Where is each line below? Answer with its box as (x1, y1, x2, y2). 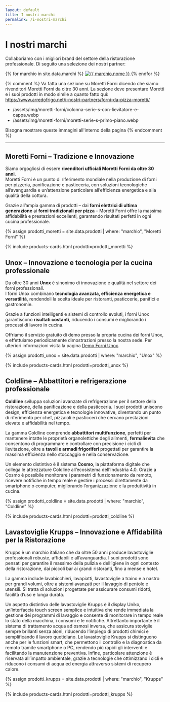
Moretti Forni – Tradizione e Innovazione (5, 152, 135, 160)
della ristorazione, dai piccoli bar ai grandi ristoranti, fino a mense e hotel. (5, 565, 158, 572)
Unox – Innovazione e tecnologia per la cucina (5, 258, 153, 267)
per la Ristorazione (5, 536, 66, 545)
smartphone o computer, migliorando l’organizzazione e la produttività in (5, 483, 156, 489)
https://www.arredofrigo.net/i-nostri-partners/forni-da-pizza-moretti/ (5, 97, 150, 103)
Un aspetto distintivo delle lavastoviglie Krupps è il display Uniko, (5, 601, 141, 607)
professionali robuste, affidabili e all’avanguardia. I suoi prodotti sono (5, 554, 149, 561)
